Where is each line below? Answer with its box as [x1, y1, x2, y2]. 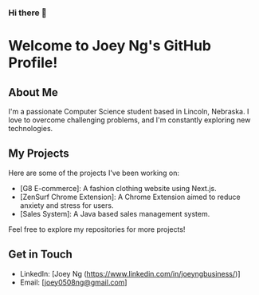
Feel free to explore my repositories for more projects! [8, 224, 186, 234]
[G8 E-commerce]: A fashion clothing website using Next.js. [19, 183, 217, 193]
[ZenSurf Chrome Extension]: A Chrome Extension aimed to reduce [19, 192, 241, 201]
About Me [8, 86, 58, 99]
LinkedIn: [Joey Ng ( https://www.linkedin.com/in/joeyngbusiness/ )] [19, 269, 241, 278]
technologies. [8, 123, 53, 133]
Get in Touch [8, 248, 73, 261]
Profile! [8, 54, 58, 72]
